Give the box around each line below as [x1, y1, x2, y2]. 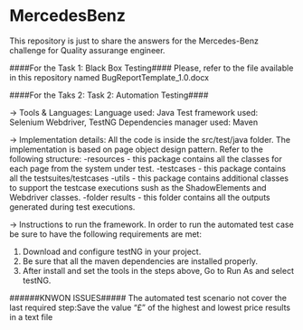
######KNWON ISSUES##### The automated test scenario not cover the [9, 292, 288, 303]
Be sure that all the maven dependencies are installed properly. [22, 255, 259, 267]
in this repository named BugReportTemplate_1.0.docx [9, 71, 210, 82]
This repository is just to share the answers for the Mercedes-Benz [9, 35, 260, 46]
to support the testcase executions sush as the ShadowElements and [9, 182, 267, 193]
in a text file [9, 311, 53, 322]
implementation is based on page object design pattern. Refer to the [9, 144, 264, 155]
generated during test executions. [9, 201, 136, 212]
